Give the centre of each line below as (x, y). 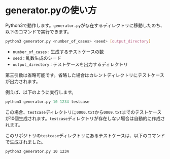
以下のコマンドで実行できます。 (39, 31)
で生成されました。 (25, 142)
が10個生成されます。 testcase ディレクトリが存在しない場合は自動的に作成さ (85, 118)
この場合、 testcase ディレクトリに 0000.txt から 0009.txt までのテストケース (83, 112)
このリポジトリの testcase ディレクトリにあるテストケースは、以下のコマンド (85, 135)
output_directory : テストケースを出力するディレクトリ (70, 64)
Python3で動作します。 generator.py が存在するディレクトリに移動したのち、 (85, 25)
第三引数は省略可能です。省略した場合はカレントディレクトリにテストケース (85, 75)
